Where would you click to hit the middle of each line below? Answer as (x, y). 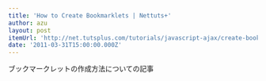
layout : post (30, 30)
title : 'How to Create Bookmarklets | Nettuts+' (90, 15)
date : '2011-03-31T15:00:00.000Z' (65, 45)
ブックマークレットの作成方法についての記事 (81, 69)
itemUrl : (23, 38)
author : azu (28, 23)
